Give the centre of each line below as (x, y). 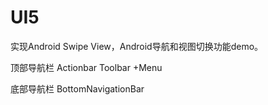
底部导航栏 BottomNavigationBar (77, 88)
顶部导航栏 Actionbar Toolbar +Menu (86, 67)
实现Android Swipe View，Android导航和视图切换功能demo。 (137, 46)
